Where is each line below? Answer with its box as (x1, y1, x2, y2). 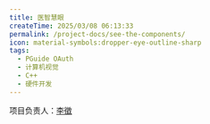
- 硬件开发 (17, 79, 53, 88)
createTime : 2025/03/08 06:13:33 (9, 21, 134, 30)
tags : (9, 46, 29, 55)
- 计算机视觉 (17, 63, 60, 72)
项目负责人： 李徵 (9, 104, 72, 116)
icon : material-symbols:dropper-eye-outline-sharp (9, 37, 202, 47)
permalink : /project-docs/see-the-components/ (9, 29, 186, 38)
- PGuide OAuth (17, 54, 74, 63)
